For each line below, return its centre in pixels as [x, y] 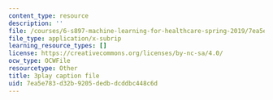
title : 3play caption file [54, 76]
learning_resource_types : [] [58, 46]
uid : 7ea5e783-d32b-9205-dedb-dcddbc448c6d [83, 83]
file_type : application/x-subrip [65, 38]
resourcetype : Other [43, 69]
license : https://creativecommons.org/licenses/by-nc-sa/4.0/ [116, 53]
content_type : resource [49, 16]
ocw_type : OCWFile [39, 61]
